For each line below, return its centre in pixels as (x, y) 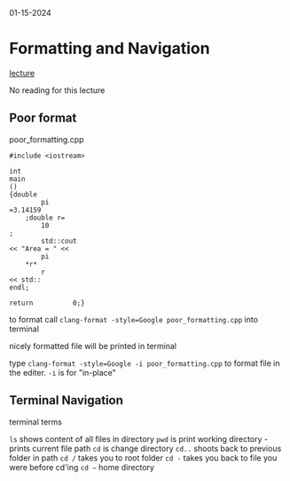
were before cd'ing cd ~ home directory (82, 467)
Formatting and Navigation (110, 49)
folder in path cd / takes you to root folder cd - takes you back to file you (143, 458)
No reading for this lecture (57, 90)
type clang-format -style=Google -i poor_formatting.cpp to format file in (145, 363)
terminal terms (35, 422)
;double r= (45, 217)
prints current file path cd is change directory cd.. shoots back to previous (145, 448)
